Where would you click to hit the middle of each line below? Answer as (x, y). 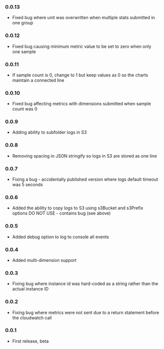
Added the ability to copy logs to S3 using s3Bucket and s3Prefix (78, 208)
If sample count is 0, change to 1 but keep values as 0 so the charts (80, 75)
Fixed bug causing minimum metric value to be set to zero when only (82, 46)
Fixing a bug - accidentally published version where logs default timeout (85, 179)
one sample (24, 51)
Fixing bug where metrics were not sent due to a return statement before (85, 312)
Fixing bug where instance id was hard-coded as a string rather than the (85, 284)
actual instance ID (30, 289)
